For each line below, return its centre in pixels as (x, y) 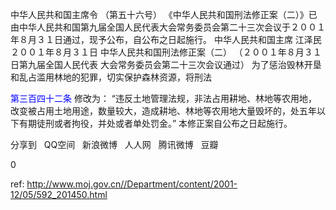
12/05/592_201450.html (59, 194)
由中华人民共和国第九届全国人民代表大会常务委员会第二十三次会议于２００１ (168, 27)
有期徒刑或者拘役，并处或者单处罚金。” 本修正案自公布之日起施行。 (155, 123)
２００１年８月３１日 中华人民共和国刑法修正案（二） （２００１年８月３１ (166, 52)
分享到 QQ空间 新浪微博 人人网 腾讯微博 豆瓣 (114, 144)
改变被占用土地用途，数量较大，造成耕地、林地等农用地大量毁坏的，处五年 (163, 111)
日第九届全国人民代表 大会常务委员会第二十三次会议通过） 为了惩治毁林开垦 (166, 64)
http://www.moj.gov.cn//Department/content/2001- (132, 184)
